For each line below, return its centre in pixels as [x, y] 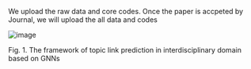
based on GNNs [34, 58]
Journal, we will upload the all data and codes [83, 20]
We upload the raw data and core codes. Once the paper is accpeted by [126, 11]
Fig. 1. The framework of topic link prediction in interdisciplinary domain [125, 50]
